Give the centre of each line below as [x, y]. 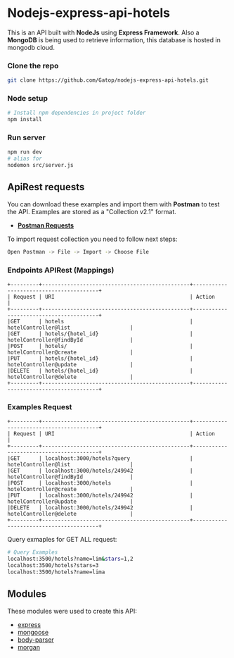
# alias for [25, 159]
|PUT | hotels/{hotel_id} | [100, 359]
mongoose [33, 632]
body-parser [35, 640]
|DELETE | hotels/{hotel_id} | [100, 371]
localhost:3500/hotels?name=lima [56, 572]
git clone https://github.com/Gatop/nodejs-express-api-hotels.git [108, 80]
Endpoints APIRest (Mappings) [61, 270]
